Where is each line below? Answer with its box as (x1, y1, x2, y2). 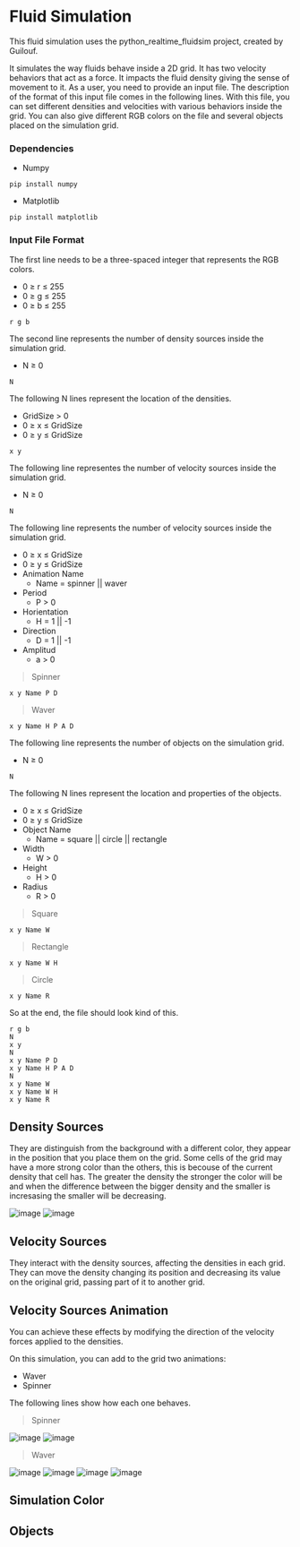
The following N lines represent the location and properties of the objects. (9, 787, 282, 798)
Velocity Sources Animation (9, 1302, 168, 1318)
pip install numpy (9, 180, 78, 189)
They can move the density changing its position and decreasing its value (9, 1268, 281, 1278)
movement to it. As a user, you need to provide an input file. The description (9, 82, 289, 92)
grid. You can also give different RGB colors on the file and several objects (9, 110, 284, 121)
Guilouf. (9, 45, 39, 56)
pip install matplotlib (9, 213, 99, 222)
